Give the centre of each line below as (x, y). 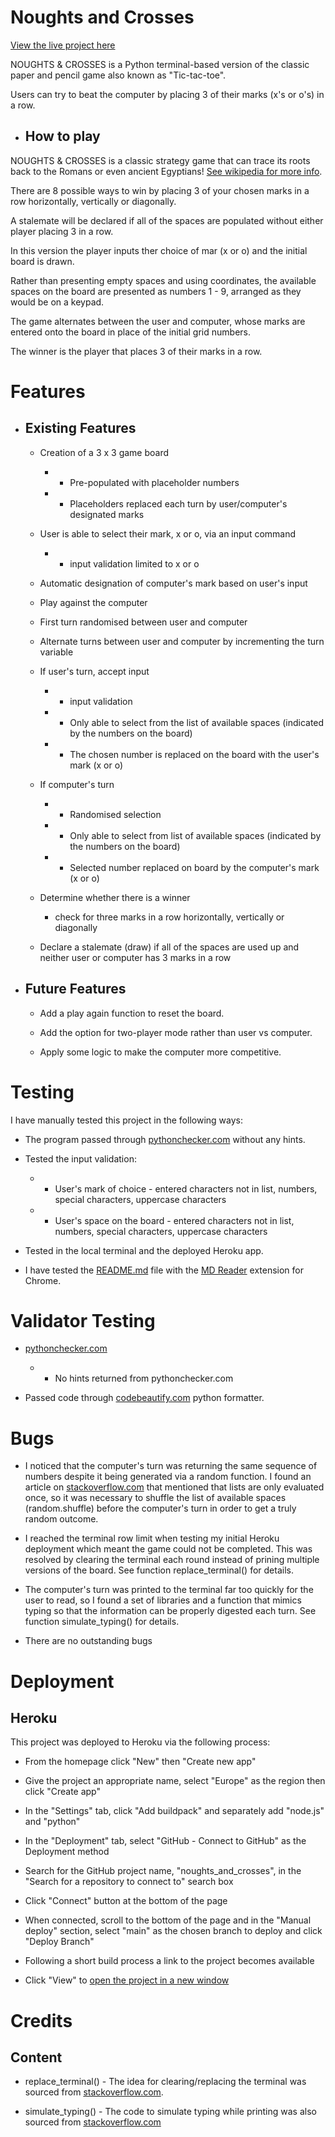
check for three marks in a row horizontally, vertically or (169, 917)
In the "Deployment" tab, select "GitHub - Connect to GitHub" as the (165, 1841)
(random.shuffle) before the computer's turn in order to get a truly (160, 1508)
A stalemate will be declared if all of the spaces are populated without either (167, 220)
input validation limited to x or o (134, 563)
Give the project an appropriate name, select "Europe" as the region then (175, 1781)
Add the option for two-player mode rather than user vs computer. (176, 1032)
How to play (62, 136)
